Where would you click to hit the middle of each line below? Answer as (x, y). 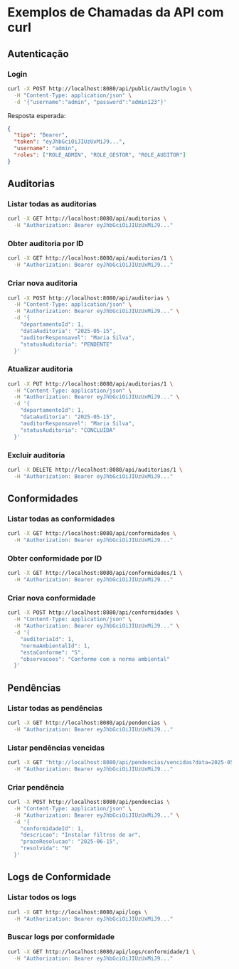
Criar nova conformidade (52, 598)
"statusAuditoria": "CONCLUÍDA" (68, 430)
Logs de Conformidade (59, 877)
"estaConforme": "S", (52, 652)
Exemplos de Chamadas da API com (116, 12)
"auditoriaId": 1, (47, 639)
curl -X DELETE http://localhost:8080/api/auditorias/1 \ (95, 470)
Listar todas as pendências (55, 708)
